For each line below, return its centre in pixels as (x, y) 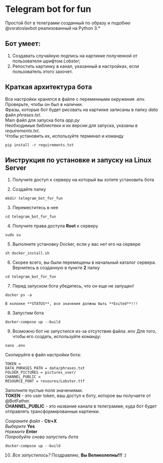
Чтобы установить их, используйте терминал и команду (64, 136)
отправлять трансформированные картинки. (53, 411)
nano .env (15, 346)
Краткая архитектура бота (49, 87)
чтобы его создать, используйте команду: (57, 337)
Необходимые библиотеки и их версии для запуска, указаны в (71, 125)
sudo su (13, 235)
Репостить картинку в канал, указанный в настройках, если (76, 66)
